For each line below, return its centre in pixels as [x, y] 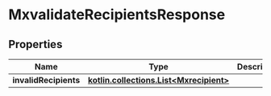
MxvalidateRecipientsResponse [117, 15]
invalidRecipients [46, 80]
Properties [35, 44]
